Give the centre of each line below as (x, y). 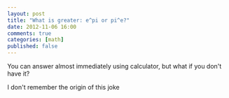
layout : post (26, 14)
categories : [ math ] (36, 40)
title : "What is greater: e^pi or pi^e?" (69, 20)
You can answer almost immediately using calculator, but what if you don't (114, 66)
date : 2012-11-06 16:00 (42, 27)
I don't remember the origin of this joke (64, 87)
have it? (19, 73)
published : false (33, 46)
